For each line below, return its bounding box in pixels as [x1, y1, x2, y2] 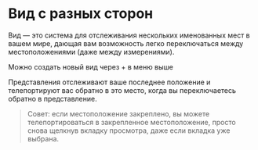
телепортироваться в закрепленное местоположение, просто [27, 117, 237, 127]
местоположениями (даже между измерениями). [8, 47, 175, 56]
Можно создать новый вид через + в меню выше [8, 62, 174, 71]
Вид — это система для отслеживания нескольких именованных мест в [8, 30, 251, 40]
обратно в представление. [8, 94, 97, 103]
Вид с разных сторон [8, 5, 154, 23]
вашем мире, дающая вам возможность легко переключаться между [8, 38, 244, 48]
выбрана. [27, 134, 60, 143]
